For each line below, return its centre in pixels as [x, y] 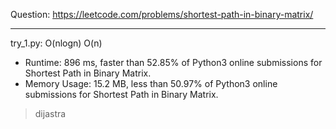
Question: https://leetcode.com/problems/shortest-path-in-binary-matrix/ [162, 14]
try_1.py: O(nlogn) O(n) [56, 43]
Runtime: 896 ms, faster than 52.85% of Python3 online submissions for [173, 62]
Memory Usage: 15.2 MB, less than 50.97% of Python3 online [151, 83]
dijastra [50, 113]
